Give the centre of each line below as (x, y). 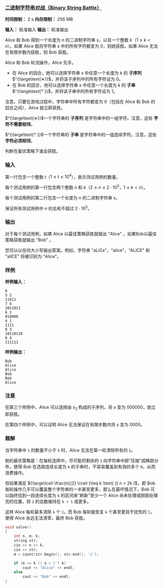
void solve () (18, 527)
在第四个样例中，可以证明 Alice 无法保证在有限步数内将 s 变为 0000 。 (75, 425)
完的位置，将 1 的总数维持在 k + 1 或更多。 (48, 501)
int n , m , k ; (27, 536)
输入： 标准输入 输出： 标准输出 (37, 30)
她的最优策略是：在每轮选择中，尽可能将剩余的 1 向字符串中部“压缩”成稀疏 (80, 461)
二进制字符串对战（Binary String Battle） (54, 7)
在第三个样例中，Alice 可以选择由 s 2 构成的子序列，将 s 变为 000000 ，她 (78, 408)
